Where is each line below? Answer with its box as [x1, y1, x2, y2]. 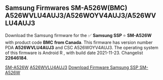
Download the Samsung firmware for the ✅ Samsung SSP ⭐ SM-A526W [5, 32, 152, 38]
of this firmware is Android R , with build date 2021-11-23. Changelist [5, 50, 143, 56]
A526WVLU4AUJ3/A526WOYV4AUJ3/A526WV [5, 12, 156, 20]
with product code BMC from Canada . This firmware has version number [5, 39, 153, 45]
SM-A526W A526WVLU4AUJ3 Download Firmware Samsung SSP [5, 64, 139, 70]
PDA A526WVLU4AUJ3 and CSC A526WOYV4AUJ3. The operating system [5, 44, 159, 50]
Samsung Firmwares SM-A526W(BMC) [5, 4, 128, 12]
